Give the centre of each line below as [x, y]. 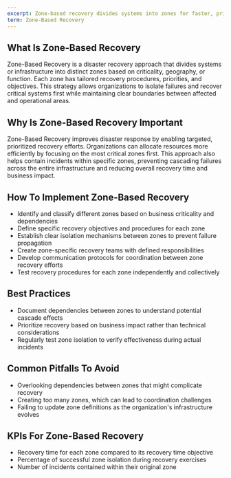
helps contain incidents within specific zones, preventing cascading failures [114, 161]
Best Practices [39, 294]
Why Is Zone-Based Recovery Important [95, 122]
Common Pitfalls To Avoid [63, 369]
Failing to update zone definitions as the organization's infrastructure [115, 407]
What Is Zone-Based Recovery [74, 48]
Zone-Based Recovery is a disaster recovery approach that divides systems [114, 64]
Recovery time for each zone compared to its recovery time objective [115, 453]
